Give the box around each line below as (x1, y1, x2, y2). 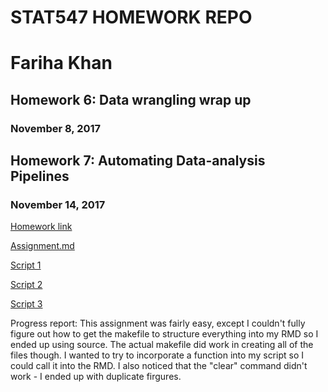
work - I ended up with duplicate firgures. (10, 371, 182, 383)
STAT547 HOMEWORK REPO (10, 6, 253, 29)
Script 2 (10, 279, 43, 291)
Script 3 (10, 298, 43, 310)
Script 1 (10, 259, 42, 271)
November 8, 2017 (10, 121, 102, 135)
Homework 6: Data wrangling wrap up (10, 91, 252, 108)
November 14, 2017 (10, 198, 106, 211)
